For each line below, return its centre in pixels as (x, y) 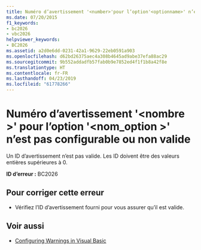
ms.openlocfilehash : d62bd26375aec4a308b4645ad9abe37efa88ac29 (87, 56)
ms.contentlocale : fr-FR (37, 73)
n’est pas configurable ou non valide (98, 139)
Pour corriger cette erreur (55, 193)
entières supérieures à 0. (37, 162)
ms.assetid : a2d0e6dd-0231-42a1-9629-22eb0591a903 (71, 51)
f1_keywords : (22, 23)
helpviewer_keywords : (33, 40)
